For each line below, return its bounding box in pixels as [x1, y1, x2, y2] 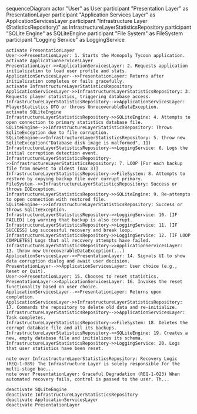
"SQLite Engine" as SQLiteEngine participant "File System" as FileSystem [6, 30, 183, 37]
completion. [6, 294, 35, 300]
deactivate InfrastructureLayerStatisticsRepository [6, 392, 138, 398]
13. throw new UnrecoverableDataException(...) [6, 248, 125, 254]
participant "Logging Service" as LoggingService [6, 36, 125, 43]
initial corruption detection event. [6, 150, 99, 156]
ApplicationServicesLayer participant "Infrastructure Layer [6, 18, 148, 24]
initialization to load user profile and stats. [6, 68, 128, 74]
